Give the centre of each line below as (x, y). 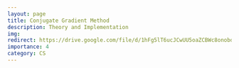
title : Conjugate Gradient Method (59, 21)
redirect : (22, 40)
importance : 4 (28, 47)
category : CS (27, 54)
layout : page (27, 14)
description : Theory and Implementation (68, 27)
